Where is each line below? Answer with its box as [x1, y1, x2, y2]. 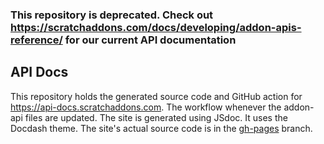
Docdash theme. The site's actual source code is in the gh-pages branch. [10, 122, 313, 134]
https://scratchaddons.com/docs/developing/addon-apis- [10, 20, 302, 34]
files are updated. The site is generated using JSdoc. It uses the [24, 111, 288, 123]
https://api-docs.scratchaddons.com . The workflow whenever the [10, 101, 282, 113]
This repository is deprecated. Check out [10, 8, 214, 22]
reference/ [10, 33, 63, 47]
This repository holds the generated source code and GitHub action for [10, 90, 303, 102]
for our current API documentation [64, 33, 237, 47]
